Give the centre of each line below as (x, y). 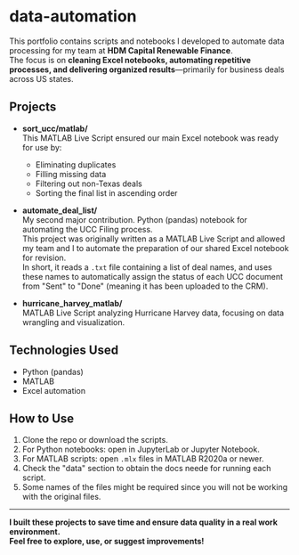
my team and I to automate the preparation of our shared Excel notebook (155, 248)
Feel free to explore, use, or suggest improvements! (107, 542)
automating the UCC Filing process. (87, 229)
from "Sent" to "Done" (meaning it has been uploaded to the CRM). (145, 286)
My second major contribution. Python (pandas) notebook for (134, 219)
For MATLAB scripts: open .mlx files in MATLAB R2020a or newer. (143, 459)
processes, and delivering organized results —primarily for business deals (147, 69)
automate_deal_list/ (60, 210)
